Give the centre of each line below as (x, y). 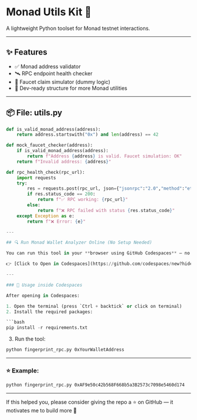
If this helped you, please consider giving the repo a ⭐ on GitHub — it (90, 402)
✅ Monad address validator (47, 66)
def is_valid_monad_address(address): (53, 129)
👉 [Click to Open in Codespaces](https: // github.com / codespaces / (89, 264)
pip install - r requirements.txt (47, 328)
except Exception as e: (46, 216)
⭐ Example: (23, 371)
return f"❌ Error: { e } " (57, 221)
